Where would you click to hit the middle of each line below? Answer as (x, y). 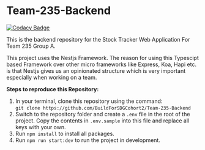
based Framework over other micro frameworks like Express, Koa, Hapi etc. (102, 64)
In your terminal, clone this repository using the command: (89, 101)
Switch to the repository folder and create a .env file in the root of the (102, 114)
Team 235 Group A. (31, 46)
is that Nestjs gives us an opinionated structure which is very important (96, 70)
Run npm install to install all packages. (65, 133)
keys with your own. (40, 127)
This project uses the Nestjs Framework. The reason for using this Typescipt (102, 58)
